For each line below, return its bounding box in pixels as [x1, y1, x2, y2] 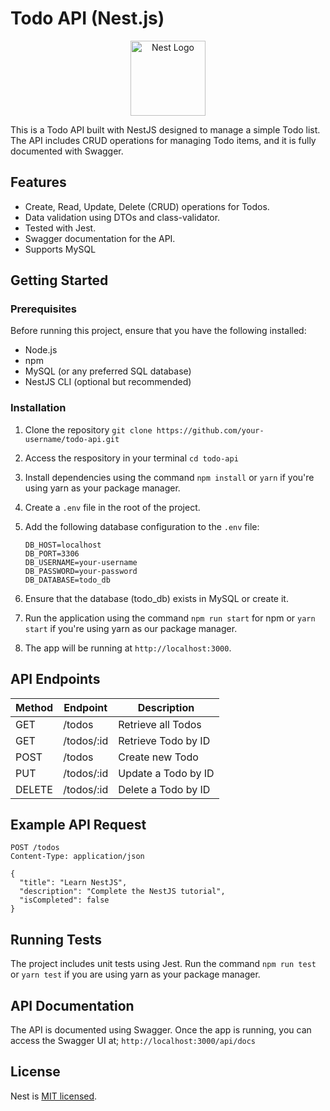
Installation [10, 401, 67, 415]
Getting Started [10, 272, 109, 289]
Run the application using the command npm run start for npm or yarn [24, 612, 316, 624]
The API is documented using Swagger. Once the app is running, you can [10, 1023, 312, 1036]
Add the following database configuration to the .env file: [24, 520, 260, 532]
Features [10, 174, 67, 191]
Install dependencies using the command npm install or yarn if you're [24, 471, 315, 483]
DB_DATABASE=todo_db [24, 575, 111, 585]
